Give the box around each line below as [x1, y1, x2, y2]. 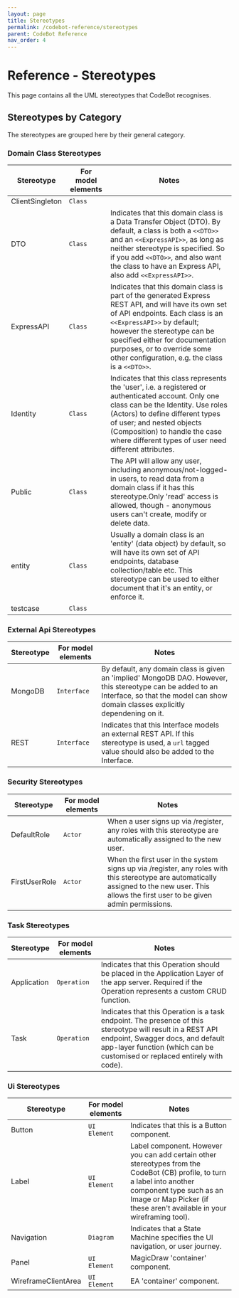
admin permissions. [107, 899, 173, 909]
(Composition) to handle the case [110, 427, 223, 437]
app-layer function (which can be [100, 1043, 214, 1053]
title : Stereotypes [7, 17, 65, 24]
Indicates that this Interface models [101, 720, 219, 730]
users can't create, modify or [110, 509, 208, 519]
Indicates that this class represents [110, 373, 227, 383]
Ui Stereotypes [7, 1081, 60, 1091]
